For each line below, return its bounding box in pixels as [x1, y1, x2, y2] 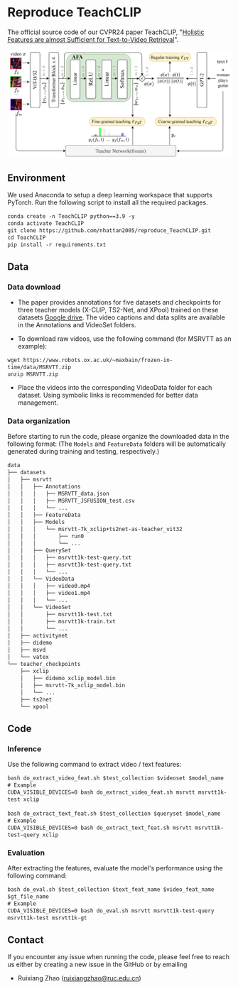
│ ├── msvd [7, 647, 46, 654]
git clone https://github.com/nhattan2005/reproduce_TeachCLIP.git [7, 227, 212, 234]
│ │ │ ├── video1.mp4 [7, 590, 91, 597]
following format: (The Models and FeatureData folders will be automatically [7, 439, 226, 448]
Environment [7, 172, 66, 184]
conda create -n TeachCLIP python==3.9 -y [7, 213, 135, 220]
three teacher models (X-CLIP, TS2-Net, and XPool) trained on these [17, 306, 219, 315]
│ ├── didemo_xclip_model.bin [20, 675, 116, 682]
